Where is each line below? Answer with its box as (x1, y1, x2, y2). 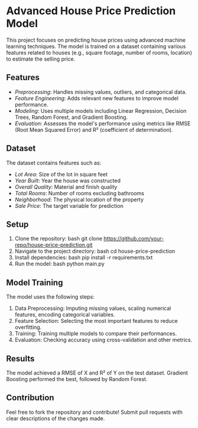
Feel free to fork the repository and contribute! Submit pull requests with (6, 408, 183, 416)
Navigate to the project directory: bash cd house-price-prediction (14, 248, 175, 255)
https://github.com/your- (103, 235, 164, 242)
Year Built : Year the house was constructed (14, 177, 121, 184)
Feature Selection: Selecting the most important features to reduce (14, 318, 178, 325)
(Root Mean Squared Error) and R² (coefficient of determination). (14, 126, 173, 133)
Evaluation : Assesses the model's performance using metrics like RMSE (14, 120, 191, 127)
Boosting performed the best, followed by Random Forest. (6, 376, 148, 382)
